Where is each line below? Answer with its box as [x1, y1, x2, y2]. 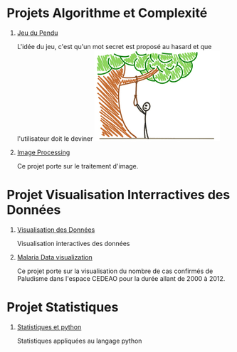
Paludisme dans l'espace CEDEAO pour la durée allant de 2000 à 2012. [16, 274, 226, 282]
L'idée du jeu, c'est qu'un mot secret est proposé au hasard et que [16, 42, 212, 50]
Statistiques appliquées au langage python [16, 336, 142, 345]
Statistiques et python [16, 322, 82, 331]
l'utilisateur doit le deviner [16, 134, 93, 143]
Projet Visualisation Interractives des [6, 187, 231, 203]
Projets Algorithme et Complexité [6, 5, 208, 21]
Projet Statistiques [6, 299, 119, 316]
